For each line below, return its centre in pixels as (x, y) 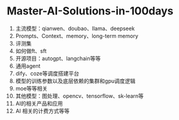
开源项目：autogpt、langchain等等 (58, 58)
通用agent (28, 66)
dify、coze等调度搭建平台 (47, 73)
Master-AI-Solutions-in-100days (90, 11)
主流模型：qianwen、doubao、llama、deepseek (75, 28)
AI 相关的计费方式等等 (43, 111)
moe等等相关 (31, 88)
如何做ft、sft (31, 51)
